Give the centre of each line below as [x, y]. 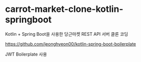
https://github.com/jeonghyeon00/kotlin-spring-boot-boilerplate [70, 44]
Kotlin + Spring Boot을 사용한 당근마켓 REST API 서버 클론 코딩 [67, 34]
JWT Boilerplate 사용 [26, 54]
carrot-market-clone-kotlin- [64, 9]
